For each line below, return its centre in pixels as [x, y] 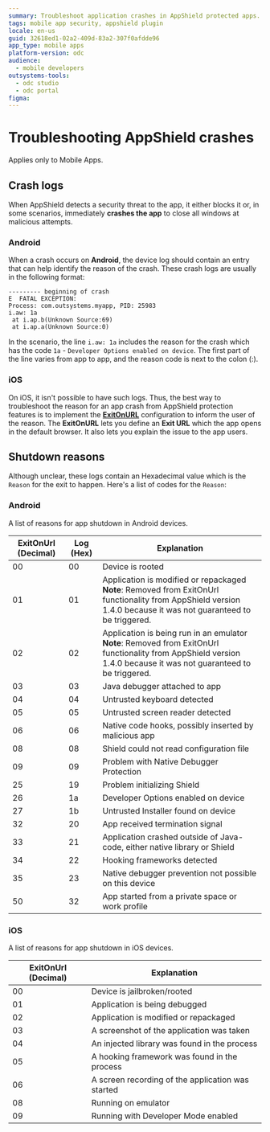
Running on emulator [131, 1103]
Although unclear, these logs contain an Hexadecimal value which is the [127, 476]
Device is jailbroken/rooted [142, 991]
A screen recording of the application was [170, 1080]
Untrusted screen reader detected [167, 712]
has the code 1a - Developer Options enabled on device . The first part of [129, 351]
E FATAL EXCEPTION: [43, 299]
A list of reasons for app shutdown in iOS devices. [91, 948]
